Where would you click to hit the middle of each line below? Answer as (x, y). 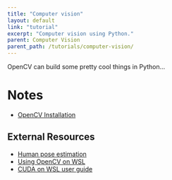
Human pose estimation (52, 154)
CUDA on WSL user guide (55, 169)
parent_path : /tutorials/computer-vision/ (70, 47)
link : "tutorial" (33, 27)
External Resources (51, 137)
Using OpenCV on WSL (51, 161)
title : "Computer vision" (45, 14)
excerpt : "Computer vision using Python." (70, 34)
